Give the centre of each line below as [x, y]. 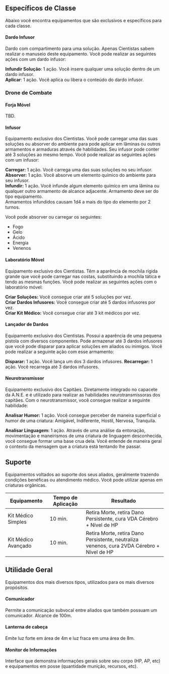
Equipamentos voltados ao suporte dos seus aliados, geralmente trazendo [82, 474]
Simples [17, 522]
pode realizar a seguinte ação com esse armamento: [60, 352]
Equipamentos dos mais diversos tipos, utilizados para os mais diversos [80, 582]
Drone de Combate [29, 93]
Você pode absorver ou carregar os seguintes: [54, 217]
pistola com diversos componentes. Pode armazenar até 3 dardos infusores [84, 341]
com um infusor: [22, 160]
